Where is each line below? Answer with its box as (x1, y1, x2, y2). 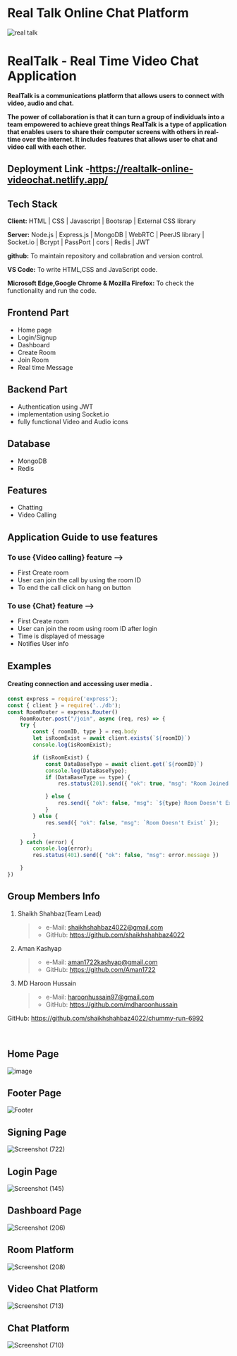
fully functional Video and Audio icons (17, 417, 128, 426)
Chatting (17, 503, 43, 512)
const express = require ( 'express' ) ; (7, 695, 119, 702)
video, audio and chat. (7, 99, 74, 107)
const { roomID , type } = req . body (32, 728, 138, 736)
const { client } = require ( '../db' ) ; (7, 702, 121, 709)
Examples (7, 660, 51, 672)
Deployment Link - (7, 163, 90, 175)
